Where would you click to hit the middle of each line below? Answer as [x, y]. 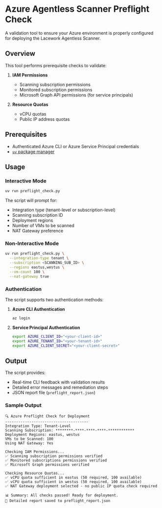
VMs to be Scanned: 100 [29, 439]
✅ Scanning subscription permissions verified [54, 456]
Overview [20, 54]
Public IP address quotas [45, 119]
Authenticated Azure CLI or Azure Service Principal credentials [76, 146]
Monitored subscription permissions [56, 90]
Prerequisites [26, 135]
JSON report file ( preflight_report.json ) [54, 393]
